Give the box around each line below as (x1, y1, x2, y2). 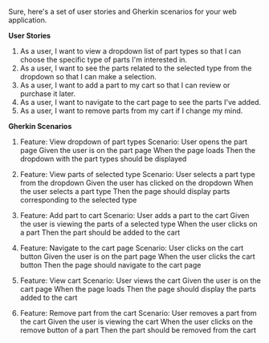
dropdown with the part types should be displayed (19, 154, 187, 163)
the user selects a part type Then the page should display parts (19, 187, 230, 196)
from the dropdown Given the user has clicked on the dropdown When (19, 178, 254, 188)
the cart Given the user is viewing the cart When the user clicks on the (19, 317, 253, 326)
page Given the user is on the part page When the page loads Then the (19, 146, 256, 155)
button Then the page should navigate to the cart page (19, 260, 202, 269)
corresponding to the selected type (19, 196, 137, 204)
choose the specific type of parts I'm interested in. (19, 55, 187, 64)
